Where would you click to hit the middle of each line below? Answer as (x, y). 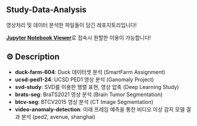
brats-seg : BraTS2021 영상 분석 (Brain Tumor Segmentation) (89, 94)
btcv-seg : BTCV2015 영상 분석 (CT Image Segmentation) (84, 102)
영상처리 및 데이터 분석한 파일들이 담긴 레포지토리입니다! (72, 25)
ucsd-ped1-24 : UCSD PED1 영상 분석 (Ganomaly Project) (84, 79)
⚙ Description (33, 57)
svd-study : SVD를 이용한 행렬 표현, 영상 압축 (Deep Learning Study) (97, 87)
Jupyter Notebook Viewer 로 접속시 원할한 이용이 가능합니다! (79, 38)
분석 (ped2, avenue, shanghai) (58, 116)
